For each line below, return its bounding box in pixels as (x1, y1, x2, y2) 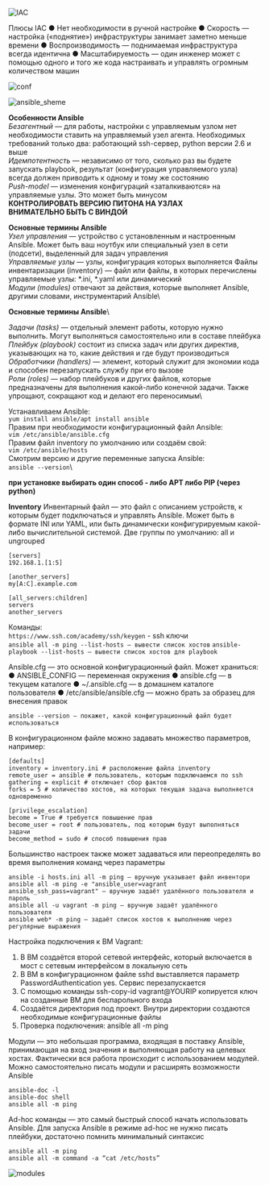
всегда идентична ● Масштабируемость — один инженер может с (8, 49, 241, 58)
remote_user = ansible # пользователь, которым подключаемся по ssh (8, 771, 243, 780)
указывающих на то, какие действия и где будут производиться (8, 348, 230, 358)
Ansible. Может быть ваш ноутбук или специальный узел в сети (8, 240, 228, 249)
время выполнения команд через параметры (8, 858, 165, 867)
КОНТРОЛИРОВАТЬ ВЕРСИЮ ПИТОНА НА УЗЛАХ (8, 198, 184, 208)
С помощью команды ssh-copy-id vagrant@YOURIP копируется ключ (19, 987, 258, 996)
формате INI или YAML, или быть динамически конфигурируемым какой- (8, 519, 262, 528)
